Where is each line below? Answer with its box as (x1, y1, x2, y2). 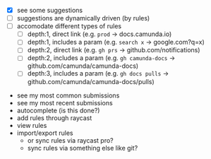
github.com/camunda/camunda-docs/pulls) (27, 77, 155, 86)
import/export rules (16, 129, 73, 137)
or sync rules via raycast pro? (27, 136, 114, 144)
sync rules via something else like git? (27, 143, 138, 152)
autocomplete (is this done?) (16, 106, 100, 114)
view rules (16, 121, 47, 129)
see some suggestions (16, 6, 83, 14)
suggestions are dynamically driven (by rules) (16, 14, 150, 23)
